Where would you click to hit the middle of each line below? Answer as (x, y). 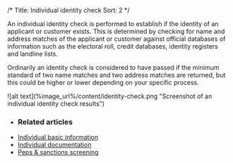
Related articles (45, 121)
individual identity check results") (56, 104)
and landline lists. (32, 54)
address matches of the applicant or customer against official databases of (116, 39)
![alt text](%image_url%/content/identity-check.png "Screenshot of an (110, 96)
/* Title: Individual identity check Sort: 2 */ (68, 10)
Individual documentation (54, 145)
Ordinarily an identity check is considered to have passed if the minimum (113, 67)
